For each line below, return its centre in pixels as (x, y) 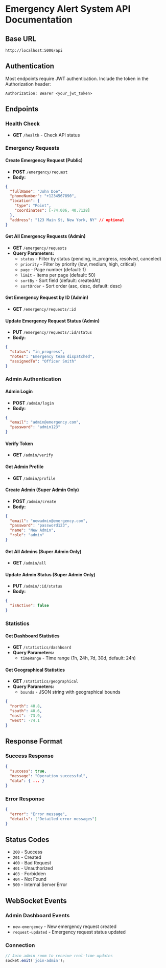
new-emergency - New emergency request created (64, 926)
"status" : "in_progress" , (38, 352)
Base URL (21, 39)
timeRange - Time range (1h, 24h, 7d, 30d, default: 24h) (78, 658)
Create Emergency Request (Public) (44, 160)
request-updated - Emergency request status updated (69, 932)
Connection (20, 945)
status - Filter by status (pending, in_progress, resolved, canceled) (91, 258)
